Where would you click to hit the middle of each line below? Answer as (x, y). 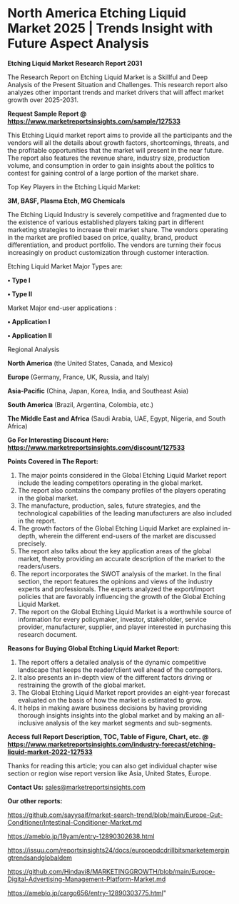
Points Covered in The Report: (53, 461)
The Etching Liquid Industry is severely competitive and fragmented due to (117, 214)
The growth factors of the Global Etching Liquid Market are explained (119, 528)
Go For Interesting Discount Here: (58, 440)
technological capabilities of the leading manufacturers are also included (124, 513)
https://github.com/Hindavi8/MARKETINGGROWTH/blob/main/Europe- (111, 871)
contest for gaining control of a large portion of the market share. (103, 173)
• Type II (20, 293)
